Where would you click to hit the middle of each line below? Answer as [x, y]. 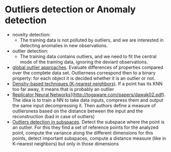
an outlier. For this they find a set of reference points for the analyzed [85, 127]
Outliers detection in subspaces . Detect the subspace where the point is [88, 122]
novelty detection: [31, 34]
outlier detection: [30, 51]
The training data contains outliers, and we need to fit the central [88, 56]
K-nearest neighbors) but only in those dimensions [66, 144]
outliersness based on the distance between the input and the [78, 111]
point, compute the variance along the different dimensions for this [83, 132]
